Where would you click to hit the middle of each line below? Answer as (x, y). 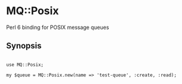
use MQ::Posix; (25, 64)
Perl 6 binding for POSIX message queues (58, 27)
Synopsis (24, 46)
